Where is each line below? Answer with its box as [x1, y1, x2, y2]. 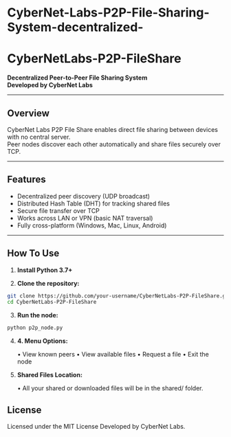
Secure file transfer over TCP [16, 206, 100, 214]
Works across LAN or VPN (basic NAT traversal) [16, 214, 153, 222]
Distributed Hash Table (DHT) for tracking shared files [16, 199, 170, 208]
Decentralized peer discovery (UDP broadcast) [16, 192, 150, 200]
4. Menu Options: [16, 337, 68, 345]
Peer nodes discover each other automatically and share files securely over [7, 139, 221, 148]
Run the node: [16, 311, 58, 320]
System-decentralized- [7, 19, 144, 35]
